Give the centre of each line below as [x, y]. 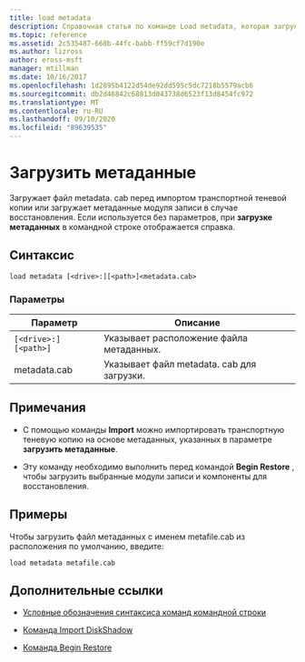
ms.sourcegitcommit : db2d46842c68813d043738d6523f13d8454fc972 [132, 94]
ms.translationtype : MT [54, 102]
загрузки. [124, 376]
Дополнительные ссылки [86, 591]
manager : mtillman [44, 69]
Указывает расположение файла [176, 338]
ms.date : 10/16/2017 [49, 77]
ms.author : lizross [46, 52]
